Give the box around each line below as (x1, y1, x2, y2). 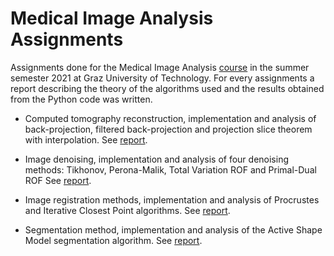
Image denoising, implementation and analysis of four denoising (24, 153, 289, 165)
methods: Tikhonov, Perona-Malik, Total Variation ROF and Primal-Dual (24, 163, 317, 176)
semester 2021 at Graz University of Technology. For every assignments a (10, 72, 315, 84)
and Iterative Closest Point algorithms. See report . (24, 204, 231, 216)
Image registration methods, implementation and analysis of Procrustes (24, 193, 320, 206)
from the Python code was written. (10, 93, 153, 105)
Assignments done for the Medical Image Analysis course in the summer (10, 61, 310, 73)
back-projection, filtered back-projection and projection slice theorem (24, 123, 313, 135)
